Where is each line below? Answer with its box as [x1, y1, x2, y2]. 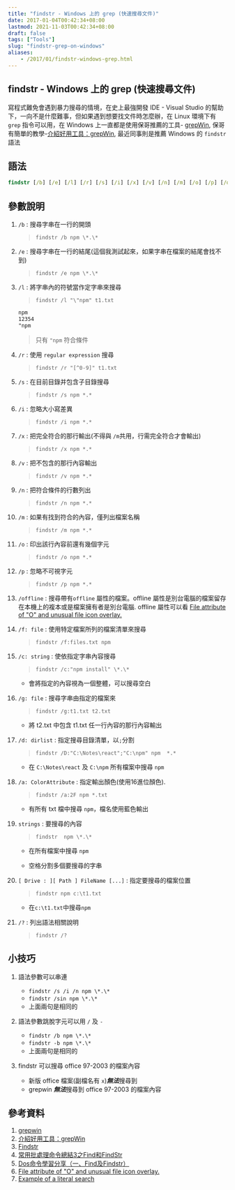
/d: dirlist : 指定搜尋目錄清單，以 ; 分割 [17, 736, 135, 744]
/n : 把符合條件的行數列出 [17, 486, 91, 494]
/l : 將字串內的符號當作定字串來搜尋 [17, 283, 122, 292]
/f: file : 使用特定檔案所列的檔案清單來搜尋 [17, 625, 146, 633]
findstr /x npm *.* [35, 445, 93, 452]
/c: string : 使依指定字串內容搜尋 [17, 652, 116, 660]
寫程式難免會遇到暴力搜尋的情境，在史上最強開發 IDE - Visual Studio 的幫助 [8, 103, 224, 112]
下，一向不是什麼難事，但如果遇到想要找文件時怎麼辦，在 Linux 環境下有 [8, 112, 217, 120]
